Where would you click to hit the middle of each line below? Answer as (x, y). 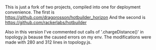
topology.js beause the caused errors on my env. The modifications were (78, 37)
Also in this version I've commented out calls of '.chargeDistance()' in (75, 32)
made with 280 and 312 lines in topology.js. (48, 42)
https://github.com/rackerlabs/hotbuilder (46, 22)
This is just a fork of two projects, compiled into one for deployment (73, 7)
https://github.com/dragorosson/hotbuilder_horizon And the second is (75, 17)
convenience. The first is (30, 12)
